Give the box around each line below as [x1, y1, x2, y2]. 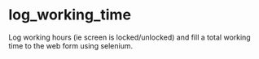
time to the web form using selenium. [8, 40, 133, 50]
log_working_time [8, 6, 132, 24]
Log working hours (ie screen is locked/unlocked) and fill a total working [8, 32, 251, 42]
